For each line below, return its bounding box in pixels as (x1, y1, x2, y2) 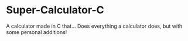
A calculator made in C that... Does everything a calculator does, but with (6, 23, 183, 29)
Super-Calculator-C (6, 3, 104, 17)
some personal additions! (6, 28, 67, 35)
